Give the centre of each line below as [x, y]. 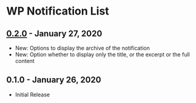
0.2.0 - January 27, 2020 [54, 34]
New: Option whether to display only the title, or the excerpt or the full [102, 55]
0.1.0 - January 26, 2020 [54, 80]
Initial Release [32, 95]
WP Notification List [58, 11]
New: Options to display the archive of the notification [83, 48]
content [25, 61]
